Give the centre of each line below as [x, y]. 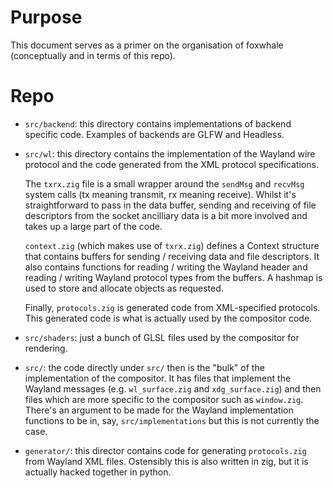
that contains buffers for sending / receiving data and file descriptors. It [172, 256]
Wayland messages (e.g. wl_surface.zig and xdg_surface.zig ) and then [173, 388]
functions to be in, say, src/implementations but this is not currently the [172, 420]
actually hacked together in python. [98, 472]
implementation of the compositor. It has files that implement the [158, 378]
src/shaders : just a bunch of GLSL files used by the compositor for [162, 337]
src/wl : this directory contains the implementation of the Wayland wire [170, 153]
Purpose [46, 17]
